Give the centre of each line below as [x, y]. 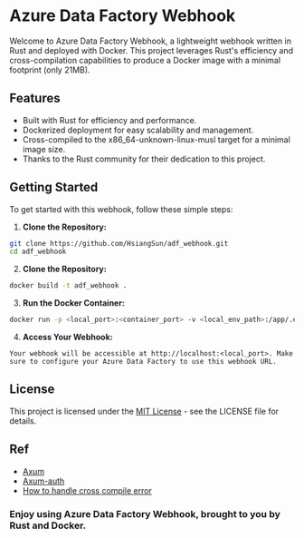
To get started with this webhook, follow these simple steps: [121, 209]
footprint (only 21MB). [50, 70]
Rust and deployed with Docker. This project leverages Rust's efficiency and [152, 50]
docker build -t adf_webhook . [68, 286]
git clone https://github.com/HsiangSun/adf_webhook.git [119, 243]
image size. [44, 149]
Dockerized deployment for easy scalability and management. [138, 130]
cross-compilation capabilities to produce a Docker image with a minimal [145, 60]
